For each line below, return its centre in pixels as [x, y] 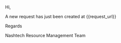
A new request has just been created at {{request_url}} [61, 16]
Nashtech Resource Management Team [45, 35]
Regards [14, 26]
